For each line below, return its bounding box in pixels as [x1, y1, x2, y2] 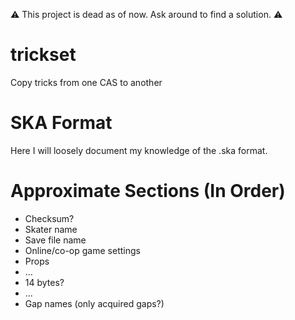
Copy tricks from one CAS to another [10, 76, 163, 88]
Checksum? [24, 212, 75, 224]
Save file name [24, 234, 87, 246]
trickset [10, 44, 77, 66]
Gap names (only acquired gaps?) [24, 297, 165, 309]
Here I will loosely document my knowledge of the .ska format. [10, 144, 268, 156]
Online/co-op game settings [24, 244, 141, 256]
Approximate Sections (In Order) [10, 180, 286, 203]
